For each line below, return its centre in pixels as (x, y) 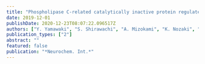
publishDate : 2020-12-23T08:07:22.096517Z (61, 23)
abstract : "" (23, 40)
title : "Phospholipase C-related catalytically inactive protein (91, 12)
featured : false (27, 46)
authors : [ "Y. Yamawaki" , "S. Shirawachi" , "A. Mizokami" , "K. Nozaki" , (101, 29)
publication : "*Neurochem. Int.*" (50, 52)
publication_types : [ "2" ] (39, 35)
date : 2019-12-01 (28, 18)
